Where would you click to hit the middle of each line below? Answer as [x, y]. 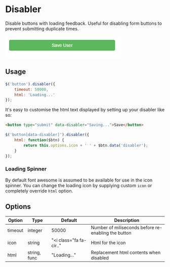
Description [127, 220]
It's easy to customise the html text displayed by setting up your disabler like [85, 110]
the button [121, 233]
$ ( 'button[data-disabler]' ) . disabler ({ [47, 135]
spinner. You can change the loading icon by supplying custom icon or [79, 185]
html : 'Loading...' [35, 95]
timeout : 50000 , [32, 90]
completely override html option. [39, 191]
